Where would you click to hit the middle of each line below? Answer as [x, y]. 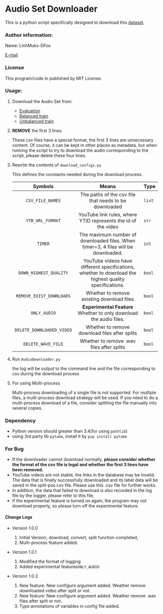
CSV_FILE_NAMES [43, 201]
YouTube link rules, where [108, 214]
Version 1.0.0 [25, 528]
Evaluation [30, 111]
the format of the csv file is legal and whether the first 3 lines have [80, 465]
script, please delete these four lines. [49, 155]
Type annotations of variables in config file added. [70, 606]
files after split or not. [41, 601]
